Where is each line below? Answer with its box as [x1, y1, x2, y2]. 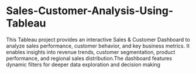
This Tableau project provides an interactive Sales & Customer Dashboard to [6, 36, 190, 43]
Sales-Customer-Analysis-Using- [6, 4, 174, 18]
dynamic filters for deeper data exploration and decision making [6, 60, 161, 68]
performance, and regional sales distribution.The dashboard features [6, 55, 173, 62]
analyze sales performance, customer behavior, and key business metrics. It [6, 42, 190, 49]
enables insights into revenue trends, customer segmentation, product [6, 48, 176, 55]
